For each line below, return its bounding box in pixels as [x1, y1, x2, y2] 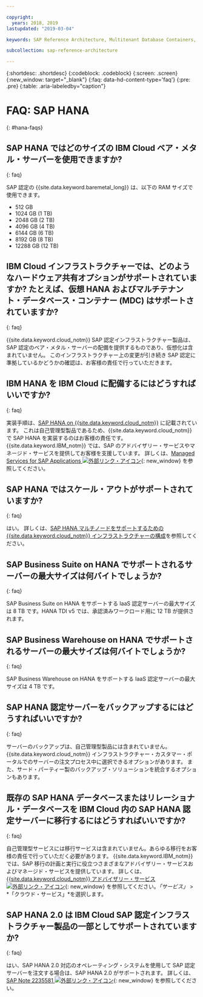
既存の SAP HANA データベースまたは [6, 792, 147, 803]
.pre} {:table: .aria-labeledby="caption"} [6, 83, 106, 90]
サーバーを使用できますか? [22, 155, 122, 165]
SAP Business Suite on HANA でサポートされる [6, 559, 185, 570]
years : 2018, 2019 [12, 19, 59, 26]
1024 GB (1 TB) [15, 209, 53, 217]
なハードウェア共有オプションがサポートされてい [6, 273, 190, 283]
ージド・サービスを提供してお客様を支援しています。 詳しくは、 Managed [11, 449, 195, 457]
